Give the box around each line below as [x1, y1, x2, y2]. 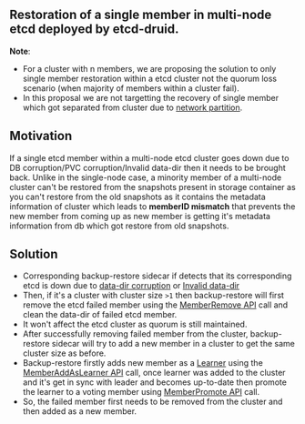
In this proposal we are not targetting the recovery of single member [22, 92, 280, 103]
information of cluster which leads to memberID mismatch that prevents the [9, 200, 296, 212]
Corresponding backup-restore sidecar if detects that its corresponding [22, 270, 292, 281]
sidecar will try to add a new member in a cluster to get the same [51, 338, 296, 349]
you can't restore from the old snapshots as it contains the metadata [9, 191, 266, 202]
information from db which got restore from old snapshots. [9, 220, 229, 231]
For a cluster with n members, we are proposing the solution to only [22, 63, 277, 74]
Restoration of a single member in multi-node [9, 7, 272, 23]
